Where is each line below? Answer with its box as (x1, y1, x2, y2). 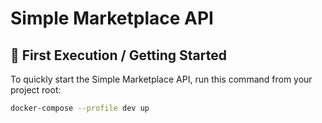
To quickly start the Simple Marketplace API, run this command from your (10, 73, 313, 85)
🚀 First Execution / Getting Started (10, 47, 227, 64)
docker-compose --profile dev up (10, 103, 150, 113)
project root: (10, 84, 62, 96)
